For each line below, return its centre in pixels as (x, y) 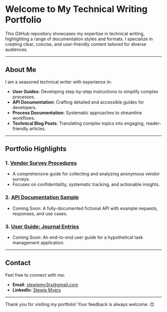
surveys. (21, 179)
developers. (25, 107)
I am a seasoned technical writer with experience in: (58, 82)
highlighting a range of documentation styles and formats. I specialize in (79, 39)
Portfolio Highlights (36, 149)
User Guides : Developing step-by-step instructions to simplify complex (85, 91)
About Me (21, 70)
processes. (24, 97)
